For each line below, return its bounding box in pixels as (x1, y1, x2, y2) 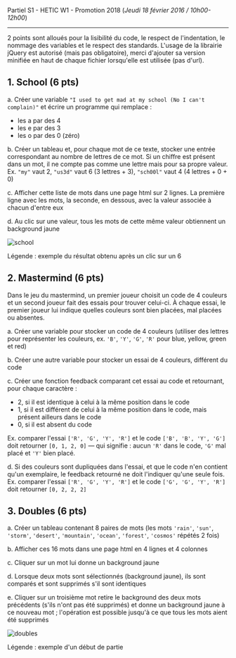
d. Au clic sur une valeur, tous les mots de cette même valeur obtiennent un (7, 217, 226, 225)
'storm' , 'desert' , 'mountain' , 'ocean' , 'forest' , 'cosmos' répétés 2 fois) (7, 531, 220, 540)
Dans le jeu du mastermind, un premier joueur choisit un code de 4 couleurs (7, 291, 228, 299)
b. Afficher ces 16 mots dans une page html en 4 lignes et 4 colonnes (7, 545, 209, 553)
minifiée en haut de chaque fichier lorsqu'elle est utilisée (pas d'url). (7, 56, 204, 64)
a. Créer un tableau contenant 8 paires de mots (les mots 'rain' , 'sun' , (7, 524, 214, 532)
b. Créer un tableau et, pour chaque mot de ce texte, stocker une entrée (7, 144, 216, 153)
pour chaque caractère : (7, 384, 77, 393)
